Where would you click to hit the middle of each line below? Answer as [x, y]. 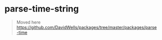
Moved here [28, 22]
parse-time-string [42, 9]
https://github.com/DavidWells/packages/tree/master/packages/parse [87, 27]
